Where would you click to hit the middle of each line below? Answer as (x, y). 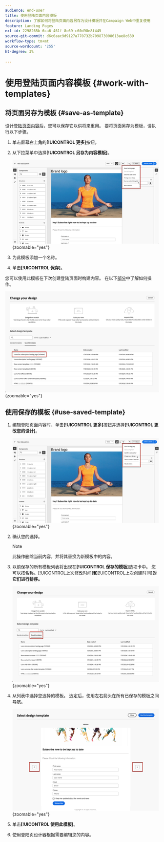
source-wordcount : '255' (30, 46)
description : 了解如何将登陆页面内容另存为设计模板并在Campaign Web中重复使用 (78, 21)
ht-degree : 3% (20, 51)
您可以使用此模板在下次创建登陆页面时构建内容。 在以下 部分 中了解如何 (76, 278)
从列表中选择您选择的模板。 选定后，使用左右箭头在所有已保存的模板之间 (85, 695)
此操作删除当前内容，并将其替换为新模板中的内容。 (63, 556)
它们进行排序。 (27, 579)
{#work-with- (121, 83)
